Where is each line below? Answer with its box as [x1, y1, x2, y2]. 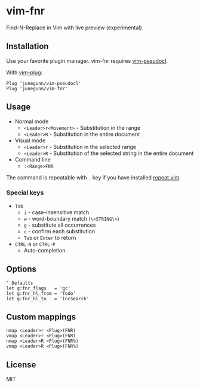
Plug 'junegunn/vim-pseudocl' [6, 80, 82, 86]
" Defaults [6, 280, 33, 286]
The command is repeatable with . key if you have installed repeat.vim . [6, 173, 181, 181]
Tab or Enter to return [23, 234, 76, 241]
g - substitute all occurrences [23, 221, 96, 228]
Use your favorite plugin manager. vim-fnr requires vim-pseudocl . [6, 57, 168, 64]
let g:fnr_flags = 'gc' [6, 285, 70, 291]
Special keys [6, 188, 44, 197]
